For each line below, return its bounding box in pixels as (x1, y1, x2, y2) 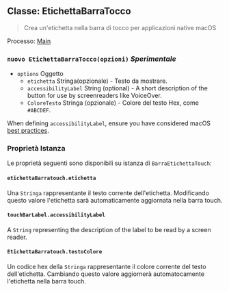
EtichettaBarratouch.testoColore (7, 249, 103, 255)
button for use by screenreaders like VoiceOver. (27, 92, 162, 100)
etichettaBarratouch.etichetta (7, 175, 96, 181)
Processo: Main (7, 37, 51, 45)
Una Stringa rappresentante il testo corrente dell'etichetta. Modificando (7, 188, 210, 197)
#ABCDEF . (27, 106, 51, 114)
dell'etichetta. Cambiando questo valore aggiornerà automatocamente (7, 270, 205, 278)
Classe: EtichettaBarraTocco (7, 5, 131, 17)
